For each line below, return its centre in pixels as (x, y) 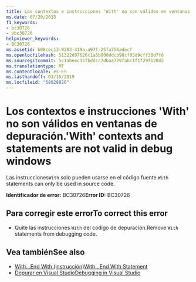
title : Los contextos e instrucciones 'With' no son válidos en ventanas (98, 11)
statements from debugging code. (56, 234)
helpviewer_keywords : (33, 39)
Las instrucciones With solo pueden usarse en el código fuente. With (87, 177)
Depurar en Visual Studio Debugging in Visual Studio (77, 273)
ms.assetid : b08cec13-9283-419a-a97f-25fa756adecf (69, 50)
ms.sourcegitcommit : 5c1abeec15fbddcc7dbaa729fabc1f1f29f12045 (85, 60)
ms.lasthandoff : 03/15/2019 (40, 77)
